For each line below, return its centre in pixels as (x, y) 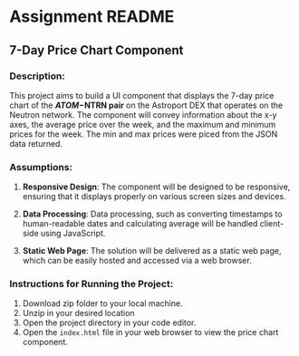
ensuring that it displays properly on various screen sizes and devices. (154, 197)
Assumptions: (41, 167)
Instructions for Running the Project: (92, 284)
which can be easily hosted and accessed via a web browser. (137, 261)
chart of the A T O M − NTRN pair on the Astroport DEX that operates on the (146, 105)
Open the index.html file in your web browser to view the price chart (150, 332)
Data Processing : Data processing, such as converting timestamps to (152, 214)
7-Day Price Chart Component (96, 50)
